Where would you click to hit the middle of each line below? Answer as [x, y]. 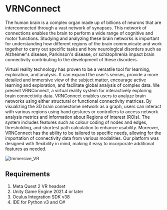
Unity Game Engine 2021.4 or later [48, 191]
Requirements [27, 174]
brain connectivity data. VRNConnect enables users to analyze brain [75, 96]
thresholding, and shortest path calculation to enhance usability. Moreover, [82, 127]
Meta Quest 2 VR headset [39, 186]
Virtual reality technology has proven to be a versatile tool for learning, [78, 69]
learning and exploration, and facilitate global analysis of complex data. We [82, 85]
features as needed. [26, 149]
